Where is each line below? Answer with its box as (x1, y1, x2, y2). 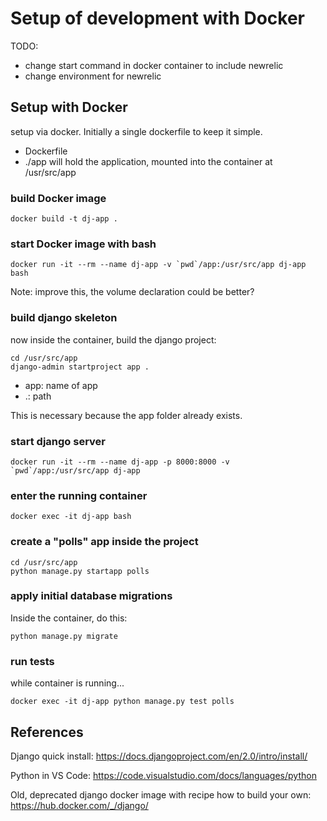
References (10, 723, 84, 741)
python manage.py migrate (10, 631, 118, 641)
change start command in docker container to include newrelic (24, 59, 284, 71)
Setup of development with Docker (10, 7, 306, 30)
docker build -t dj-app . (10, 214, 118, 224)
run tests (10, 654, 55, 668)
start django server (10, 434, 106, 448)
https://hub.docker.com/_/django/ (10, 799, 149, 811)
